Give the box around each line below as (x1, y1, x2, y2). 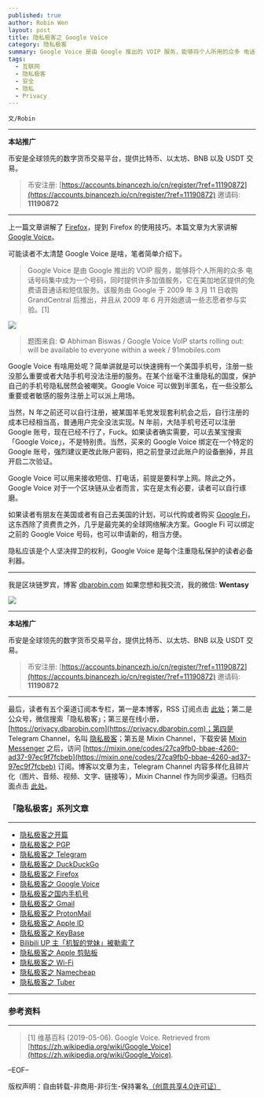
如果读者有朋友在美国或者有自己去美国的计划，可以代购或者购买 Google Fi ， (8, 510, 255, 520)
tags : (8, 56, 26, 64)
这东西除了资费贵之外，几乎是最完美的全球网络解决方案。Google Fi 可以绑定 (8, 520, 255, 529)
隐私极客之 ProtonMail (19, 909, 92, 918)
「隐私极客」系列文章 (8, 803, 89, 814)
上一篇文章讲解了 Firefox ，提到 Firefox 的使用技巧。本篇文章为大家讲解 (8, 222, 238, 232)
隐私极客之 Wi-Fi (19, 957, 75, 967)
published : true (8, 11, 61, 20)
